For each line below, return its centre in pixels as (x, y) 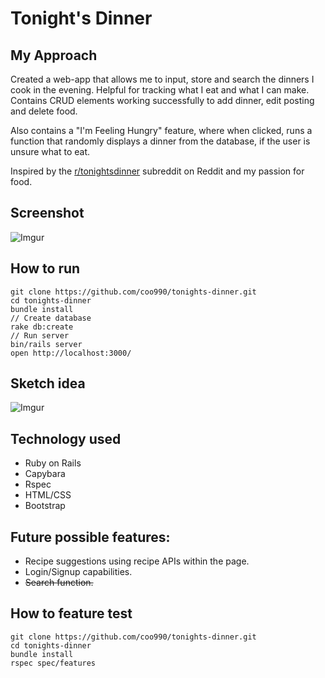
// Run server (40, 335)
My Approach (54, 55)
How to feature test (71, 613)
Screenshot (47, 213)
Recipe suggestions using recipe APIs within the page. (137, 561)
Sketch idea (48, 383)
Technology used (66, 438)
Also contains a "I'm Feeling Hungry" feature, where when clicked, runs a (161, 130)
